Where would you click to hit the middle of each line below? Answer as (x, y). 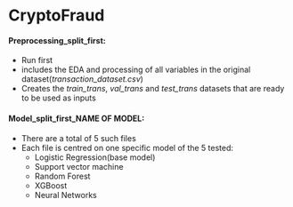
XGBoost (51, 185)
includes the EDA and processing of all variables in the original (136, 70)
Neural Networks (65, 195)
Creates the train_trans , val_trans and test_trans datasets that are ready (153, 89)
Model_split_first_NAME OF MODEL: (77, 118)
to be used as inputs (59, 98)
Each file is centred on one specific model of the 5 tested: (127, 147)
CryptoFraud (57, 16)
